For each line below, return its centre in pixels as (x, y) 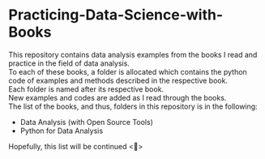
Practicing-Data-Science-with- (116, 15)
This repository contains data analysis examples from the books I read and (133, 54)
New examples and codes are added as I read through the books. (118, 97)
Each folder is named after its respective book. (86, 89)
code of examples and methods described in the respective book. (118, 80)
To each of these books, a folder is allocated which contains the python (128, 71)
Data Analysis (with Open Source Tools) (87, 122)
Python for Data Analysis (62, 131)
